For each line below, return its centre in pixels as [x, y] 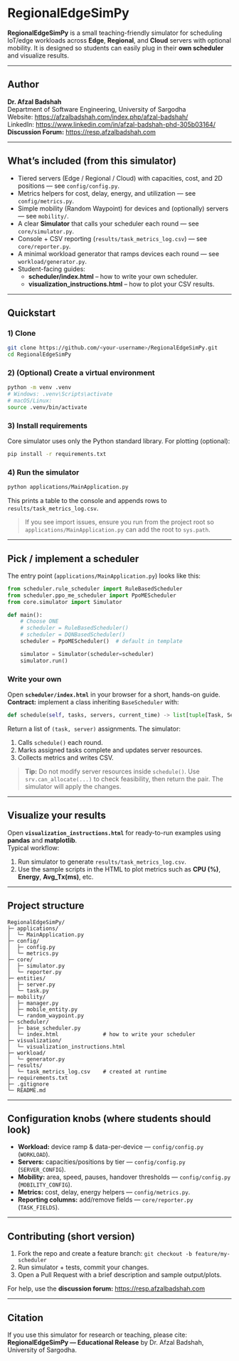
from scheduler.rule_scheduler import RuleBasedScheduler [95, 588]
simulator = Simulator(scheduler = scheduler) [87, 654]
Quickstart [32, 313]
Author [23, 84]
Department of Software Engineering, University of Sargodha [97, 109]
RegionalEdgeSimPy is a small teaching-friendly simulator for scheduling [115, 33]
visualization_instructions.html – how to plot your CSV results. [121, 284]
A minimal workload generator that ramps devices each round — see [118, 253]
